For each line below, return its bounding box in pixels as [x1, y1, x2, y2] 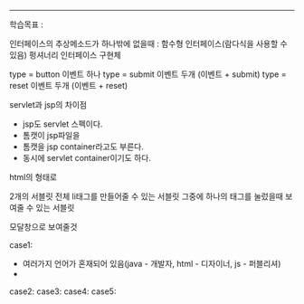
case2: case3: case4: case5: [9, 286, 117, 297]
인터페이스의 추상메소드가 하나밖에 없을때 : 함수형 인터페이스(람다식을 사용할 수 [9, 38, 288, 49]
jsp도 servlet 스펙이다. [22, 119, 103, 129]
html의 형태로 [9, 172, 57, 182]
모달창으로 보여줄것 [9, 222, 78, 232]
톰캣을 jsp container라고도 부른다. [22, 141, 145, 152]
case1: [9, 240, 33, 250]
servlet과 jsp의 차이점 [9, 100, 88, 109]
